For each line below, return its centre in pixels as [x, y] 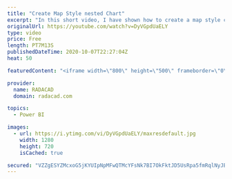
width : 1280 [37, 140]
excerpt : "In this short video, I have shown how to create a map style [114, 20]
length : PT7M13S [30, 45]
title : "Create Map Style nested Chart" [66, 13]
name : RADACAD [33, 89]
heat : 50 [20, 59]
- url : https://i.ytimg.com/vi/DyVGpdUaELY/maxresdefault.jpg [105, 134]
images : [18, 127]
